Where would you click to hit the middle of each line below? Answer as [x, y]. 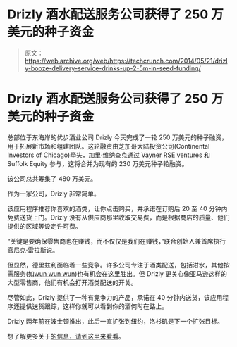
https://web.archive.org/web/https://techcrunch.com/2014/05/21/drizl [126, 61]
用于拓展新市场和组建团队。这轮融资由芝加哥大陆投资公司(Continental [109, 146]
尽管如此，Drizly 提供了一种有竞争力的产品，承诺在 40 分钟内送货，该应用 [115, 297]
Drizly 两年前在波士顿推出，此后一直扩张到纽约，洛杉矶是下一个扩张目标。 [115, 321]
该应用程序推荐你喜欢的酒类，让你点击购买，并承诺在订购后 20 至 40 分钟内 [117, 208]
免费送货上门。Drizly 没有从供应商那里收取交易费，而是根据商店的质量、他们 [119, 217]
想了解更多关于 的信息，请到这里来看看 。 [66, 336]
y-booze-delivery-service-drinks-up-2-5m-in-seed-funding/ [113, 68]
